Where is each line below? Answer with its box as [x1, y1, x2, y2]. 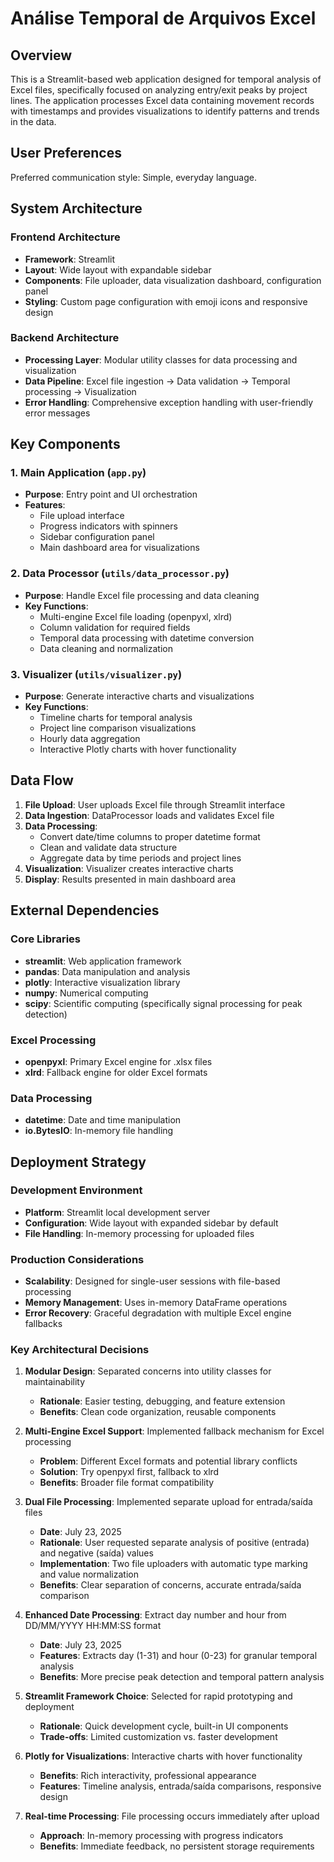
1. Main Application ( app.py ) [10, 466, 147, 480]
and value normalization [39, 1568, 139, 1581]
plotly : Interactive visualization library [24, 976, 181, 988]
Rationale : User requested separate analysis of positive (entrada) [39, 1537, 310, 1549]
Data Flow [10, 772, 74, 789]
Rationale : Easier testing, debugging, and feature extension [39, 1395, 286, 1407]
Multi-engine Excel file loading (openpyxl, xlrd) [39, 610, 233, 622]
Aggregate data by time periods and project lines [39, 852, 242, 864]
